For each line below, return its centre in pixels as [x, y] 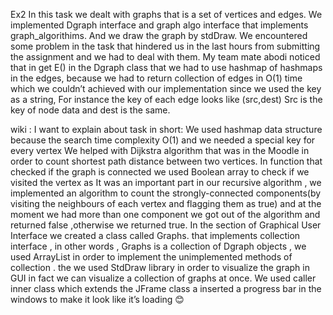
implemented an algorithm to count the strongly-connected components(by [166, 193]
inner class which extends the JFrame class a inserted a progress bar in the [166, 288]
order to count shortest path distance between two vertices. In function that [166, 161]
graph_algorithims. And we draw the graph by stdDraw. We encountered [159, 35]
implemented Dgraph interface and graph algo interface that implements [159, 25]
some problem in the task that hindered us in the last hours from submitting [165, 46]
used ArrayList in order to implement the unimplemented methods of [151, 257]
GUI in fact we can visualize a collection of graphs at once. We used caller [163, 278]
